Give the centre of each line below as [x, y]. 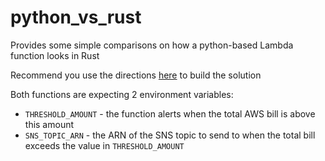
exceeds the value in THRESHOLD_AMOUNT [104, 145]
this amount [49, 124]
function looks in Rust [55, 55]
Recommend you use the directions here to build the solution [136, 75]
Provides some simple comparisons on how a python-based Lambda [152, 45]
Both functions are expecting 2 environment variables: [122, 94]
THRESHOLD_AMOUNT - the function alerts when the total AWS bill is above [170, 113]
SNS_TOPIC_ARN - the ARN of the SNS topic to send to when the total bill [170, 135]
